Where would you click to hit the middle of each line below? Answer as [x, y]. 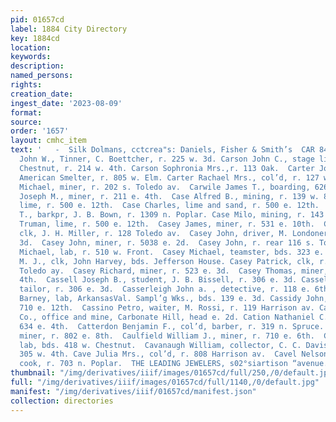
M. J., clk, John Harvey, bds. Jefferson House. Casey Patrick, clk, [167, 261]
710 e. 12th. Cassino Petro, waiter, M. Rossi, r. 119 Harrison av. [167, 308]
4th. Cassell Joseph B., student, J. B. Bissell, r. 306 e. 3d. [158, 280]
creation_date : [42, 94]
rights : [26, 85]
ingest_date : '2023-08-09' [66, 103]
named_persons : [42, 76]
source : [26, 122]
